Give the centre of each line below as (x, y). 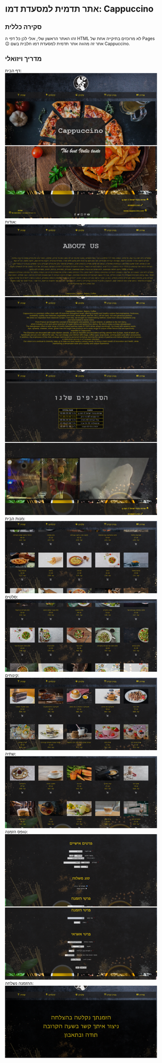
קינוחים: (12, 676)
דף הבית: (13, 70)
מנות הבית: (15, 518)
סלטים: (12, 597)
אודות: (11, 222)
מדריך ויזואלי (23, 59)
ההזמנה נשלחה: (19, 983)
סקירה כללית (23, 27)
